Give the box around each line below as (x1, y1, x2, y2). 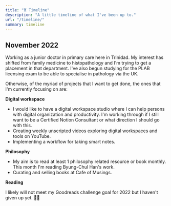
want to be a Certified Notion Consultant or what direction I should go (12, 117, 160, 123)
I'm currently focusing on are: (5, 86, 68, 92)
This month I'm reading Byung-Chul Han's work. (12, 164, 115, 170)
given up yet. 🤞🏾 (5, 195, 40, 201)
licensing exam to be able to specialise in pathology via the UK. (5, 71, 139, 77)
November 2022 (5, 40, 59, 49)
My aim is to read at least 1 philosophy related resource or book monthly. (12, 158, 166, 164)
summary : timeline (5, 22, 45, 27)
